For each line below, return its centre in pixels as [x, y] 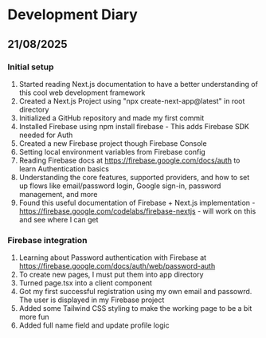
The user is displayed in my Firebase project [92, 300]
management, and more [58, 194]
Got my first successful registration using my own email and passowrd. [135, 292]
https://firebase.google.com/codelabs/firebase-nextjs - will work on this [137, 211]
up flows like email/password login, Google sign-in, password [120, 186]
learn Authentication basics [64, 168]
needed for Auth [46, 135]
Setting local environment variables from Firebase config [112, 151]
